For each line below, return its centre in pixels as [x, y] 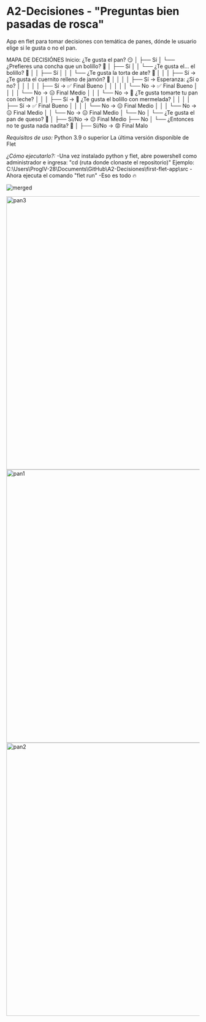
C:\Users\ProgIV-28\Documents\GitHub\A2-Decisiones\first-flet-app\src [97, 169]
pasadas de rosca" [55, 24]
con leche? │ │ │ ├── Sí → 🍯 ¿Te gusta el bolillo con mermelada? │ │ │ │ [99, 99]
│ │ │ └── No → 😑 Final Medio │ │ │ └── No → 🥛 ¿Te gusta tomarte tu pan [102, 93]
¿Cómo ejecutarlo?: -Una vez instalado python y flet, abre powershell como [102, 156]
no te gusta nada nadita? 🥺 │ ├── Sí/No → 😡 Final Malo [77, 125]
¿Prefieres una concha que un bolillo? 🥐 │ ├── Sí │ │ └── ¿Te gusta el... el [101, 66]
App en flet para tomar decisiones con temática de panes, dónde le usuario [101, 41]
